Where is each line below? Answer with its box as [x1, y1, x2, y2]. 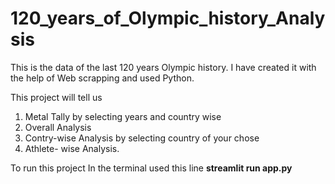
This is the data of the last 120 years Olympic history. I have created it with [10, 61, 317, 73]
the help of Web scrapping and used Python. [10, 72, 195, 84]
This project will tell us [10, 91, 103, 103]
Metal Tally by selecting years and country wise [24, 110, 222, 122]
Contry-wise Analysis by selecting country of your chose [24, 132, 260, 144]
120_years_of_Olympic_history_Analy [10, 7, 326, 30]
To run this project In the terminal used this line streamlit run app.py [10, 162, 293, 174]
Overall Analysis [24, 121, 92, 133]
